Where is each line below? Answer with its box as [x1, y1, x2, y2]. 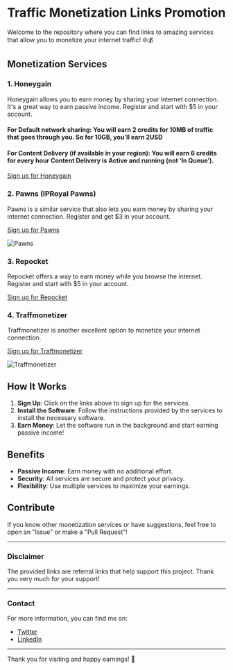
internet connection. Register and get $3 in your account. [7, 212, 171, 220]
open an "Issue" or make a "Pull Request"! [7, 528, 128, 536]
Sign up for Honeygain [7, 171, 71, 180]
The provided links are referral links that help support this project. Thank [7, 567, 214, 576]
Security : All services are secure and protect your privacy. [17, 474, 185, 483]
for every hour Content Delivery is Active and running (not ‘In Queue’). [7, 156, 214, 165]
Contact [7, 598, 35, 608]
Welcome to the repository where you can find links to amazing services [7, 28, 214, 36]
